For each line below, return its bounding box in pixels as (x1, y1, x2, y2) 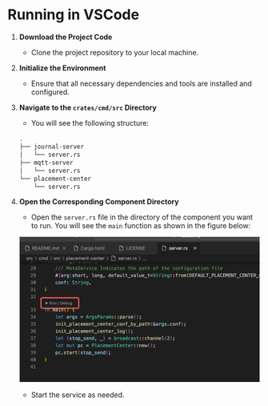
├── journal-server (18, 143, 85, 151)
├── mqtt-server (18, 159, 74, 167)
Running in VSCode (7, 6, 140, 24)
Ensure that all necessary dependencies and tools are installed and (30, 78, 253, 88)
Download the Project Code (18, 32, 113, 42)
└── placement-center (18, 175, 91, 183)
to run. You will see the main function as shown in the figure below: (30, 220, 251, 230)
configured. (30, 86, 70, 97)
